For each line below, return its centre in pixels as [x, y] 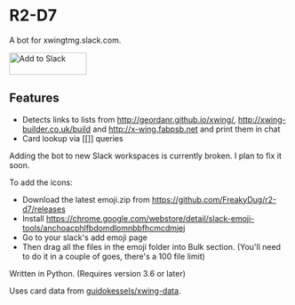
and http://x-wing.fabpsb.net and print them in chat [187, 129]
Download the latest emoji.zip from [86, 199]
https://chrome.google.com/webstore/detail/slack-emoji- [150, 218]
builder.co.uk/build [56, 129]
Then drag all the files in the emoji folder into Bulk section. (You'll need [151, 246]
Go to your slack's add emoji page [85, 237]
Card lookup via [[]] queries [72, 138]
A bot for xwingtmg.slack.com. [65, 40]
